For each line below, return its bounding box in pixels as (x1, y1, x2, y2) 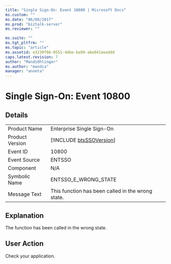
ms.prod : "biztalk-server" (5, 21, 63, 27)
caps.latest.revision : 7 (5, 54, 58, 60)
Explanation (5, 211, 44, 220)
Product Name (8, 125, 42, 132)
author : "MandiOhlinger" (5, 59, 58, 64)
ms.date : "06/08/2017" (5, 17, 53, 22)
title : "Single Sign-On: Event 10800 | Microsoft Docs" (5, 7, 126, 13)
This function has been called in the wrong (50, 188, 153, 195)
